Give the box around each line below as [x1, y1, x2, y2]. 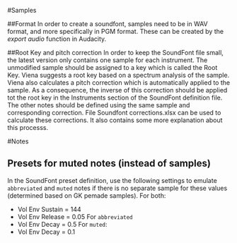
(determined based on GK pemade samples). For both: [7, 191, 166, 200]
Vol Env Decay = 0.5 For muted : [17, 220, 108, 228]
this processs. [7, 124, 48, 131]
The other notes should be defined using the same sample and [7, 101, 190, 109]
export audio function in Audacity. [7, 35, 107, 43]
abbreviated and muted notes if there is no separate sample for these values [7, 184, 228, 192]
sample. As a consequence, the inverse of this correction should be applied [7, 86, 228, 94]
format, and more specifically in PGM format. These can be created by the [7, 28, 224, 35]
